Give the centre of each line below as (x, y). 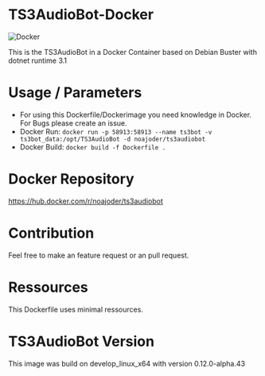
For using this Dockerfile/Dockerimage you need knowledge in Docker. (136, 114)
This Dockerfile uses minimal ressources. (76, 309)
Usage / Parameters (75, 93)
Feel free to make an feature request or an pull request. (99, 255)
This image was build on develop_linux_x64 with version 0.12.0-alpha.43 (127, 363)
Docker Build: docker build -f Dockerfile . (93, 147)
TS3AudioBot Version (82, 341)
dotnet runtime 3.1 (38, 60)
